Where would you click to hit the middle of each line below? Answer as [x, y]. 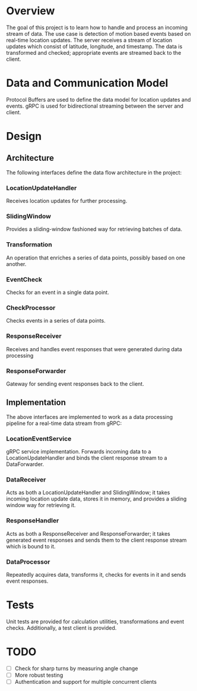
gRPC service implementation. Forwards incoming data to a [79, 452]
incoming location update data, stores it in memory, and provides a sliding [96, 499]
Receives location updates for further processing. [67, 201]
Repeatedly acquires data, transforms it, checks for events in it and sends [96, 574]
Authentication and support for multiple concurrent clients [86, 681]
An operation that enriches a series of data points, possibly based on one [96, 258]
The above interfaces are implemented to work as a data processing [90, 417]
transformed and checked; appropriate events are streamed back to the [94, 52]
